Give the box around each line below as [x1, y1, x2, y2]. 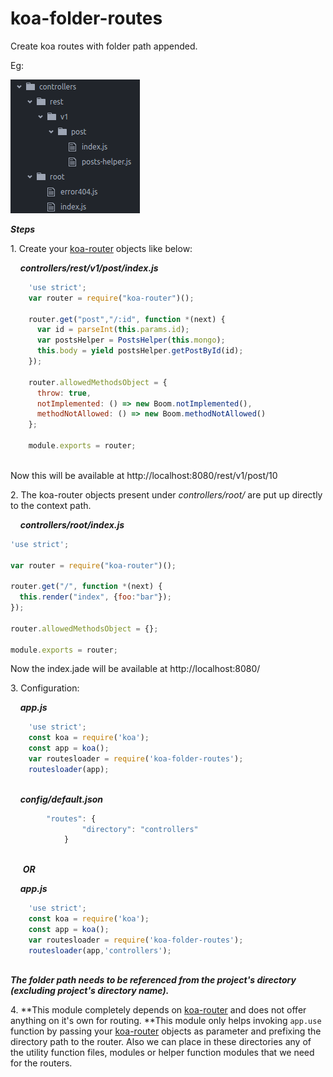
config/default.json [19, 793, 104, 805]
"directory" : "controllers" [81, 824, 199, 834]
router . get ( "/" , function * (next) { [10, 582, 163, 592]
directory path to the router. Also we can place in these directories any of [10, 1036, 312, 1048]
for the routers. [10, 1057, 73, 1069]
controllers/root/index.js [19, 518, 125, 531]
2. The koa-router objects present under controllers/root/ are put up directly [10, 488, 323, 501]
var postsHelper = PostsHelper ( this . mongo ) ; [36, 335, 226, 346]
